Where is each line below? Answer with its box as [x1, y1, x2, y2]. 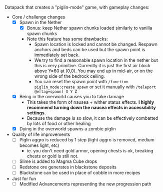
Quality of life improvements [11, 131, 70, 137]
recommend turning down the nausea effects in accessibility [26, 105, 156, 111]
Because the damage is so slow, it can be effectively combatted [26, 115, 158, 121]
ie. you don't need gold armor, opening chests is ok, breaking [26, 148, 153, 154]
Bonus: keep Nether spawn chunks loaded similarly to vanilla [26, 25, 152, 31]
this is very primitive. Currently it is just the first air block [34, 63, 150, 69]
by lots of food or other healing [26, 120, 91, 127]
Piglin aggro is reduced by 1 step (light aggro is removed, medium [19, 137, 154, 143]
